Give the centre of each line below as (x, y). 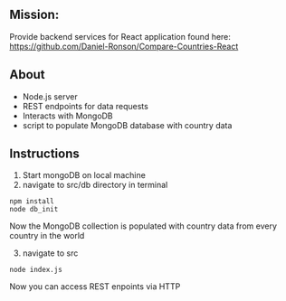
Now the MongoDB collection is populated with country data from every (143, 226)
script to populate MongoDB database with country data (127, 125)
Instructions (44, 154)
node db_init (34, 210)
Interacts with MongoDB (67, 116)
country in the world (47, 236)
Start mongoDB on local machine (84, 175)
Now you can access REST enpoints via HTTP (95, 287)
